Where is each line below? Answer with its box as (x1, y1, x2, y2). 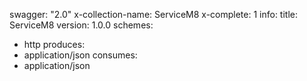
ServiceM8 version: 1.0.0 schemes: (9, 19, 154, 31)
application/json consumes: (23, 49, 138, 61)
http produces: (23, 39, 86, 50)
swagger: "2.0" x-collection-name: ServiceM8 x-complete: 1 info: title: (9, 9, 299, 20)
